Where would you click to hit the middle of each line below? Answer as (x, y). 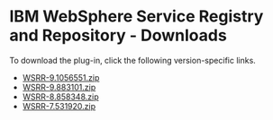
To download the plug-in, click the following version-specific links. (133, 60)
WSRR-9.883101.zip (59, 87)
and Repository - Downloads (118, 35)
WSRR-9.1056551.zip (61, 77)
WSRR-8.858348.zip (60, 97)
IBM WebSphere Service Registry (136, 17)
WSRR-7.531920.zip (59, 106)
